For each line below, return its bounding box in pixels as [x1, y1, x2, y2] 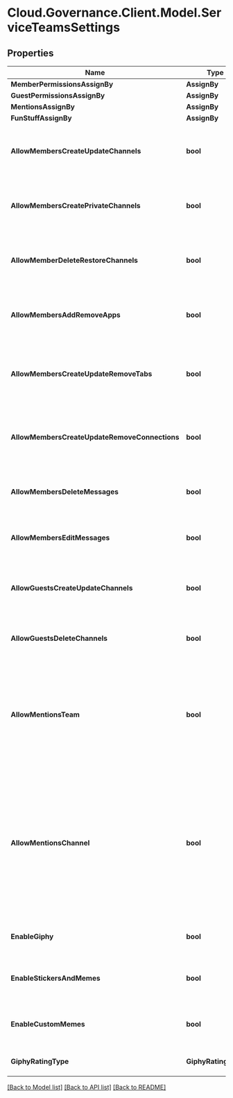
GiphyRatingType [10, 1056, 69, 1066]
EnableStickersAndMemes [10, 973, 101, 983]
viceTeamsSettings [7, 19, 120, 35]
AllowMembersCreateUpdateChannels [10, 146, 141, 155]
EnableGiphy [10, 932, 54, 941]
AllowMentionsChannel [10, 838, 90, 848]
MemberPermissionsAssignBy [10, 80, 114, 89]
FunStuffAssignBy [10, 113, 72, 123]
